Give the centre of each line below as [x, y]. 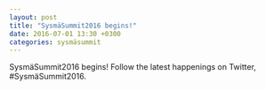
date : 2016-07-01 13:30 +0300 [65, 34]
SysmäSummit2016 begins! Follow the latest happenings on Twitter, [132, 67]
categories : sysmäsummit [55, 42]
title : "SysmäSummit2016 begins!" [73, 26]
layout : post [33, 17]
